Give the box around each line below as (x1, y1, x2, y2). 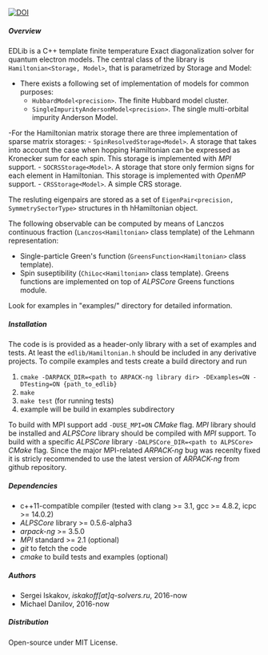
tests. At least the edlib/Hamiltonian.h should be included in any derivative (8, 348, 257, 357)
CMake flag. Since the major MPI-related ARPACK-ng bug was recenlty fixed (8, 445, 261, 455)
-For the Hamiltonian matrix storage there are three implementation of (8, 128, 238, 138)
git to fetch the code (19, 543, 87, 553)
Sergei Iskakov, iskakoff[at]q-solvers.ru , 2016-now (19, 590, 188, 600)
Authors (8, 570, 37, 580)
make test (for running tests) (19, 396, 114, 405)
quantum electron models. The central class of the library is (8, 54, 206, 64)
